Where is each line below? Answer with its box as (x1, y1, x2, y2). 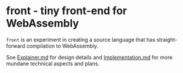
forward (6, 42, 25, 49)
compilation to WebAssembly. (26, 42, 99, 49)
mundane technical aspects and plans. (6, 60, 100, 67)
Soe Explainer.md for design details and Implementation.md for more (6, 54, 173, 61)
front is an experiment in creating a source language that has (6, 36, 156, 43)
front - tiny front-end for (6, 4, 128, 18)
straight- (156, 36, 178, 43)
